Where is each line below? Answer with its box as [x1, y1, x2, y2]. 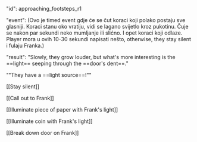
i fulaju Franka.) [6, 42, 45, 49]
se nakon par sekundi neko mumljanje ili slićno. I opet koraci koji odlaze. [6, 29, 183, 36]
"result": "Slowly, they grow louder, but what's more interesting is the [6, 54, 176, 60]
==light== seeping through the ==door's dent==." [6, 60, 129, 67]
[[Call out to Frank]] [6, 95, 55, 101]
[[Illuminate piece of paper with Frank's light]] [6, 106, 118, 113]
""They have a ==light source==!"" [6, 72, 92, 78]
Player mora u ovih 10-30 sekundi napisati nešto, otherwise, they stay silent [6, 36, 192, 42]
